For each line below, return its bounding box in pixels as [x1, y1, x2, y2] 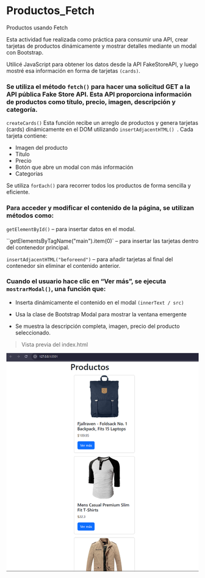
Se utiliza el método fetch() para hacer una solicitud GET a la [6, 82, 190, 91]
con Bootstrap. [6, 48, 44, 56]
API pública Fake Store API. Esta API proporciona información [6, 90, 192, 98]
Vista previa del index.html [21, 341, 88, 348]
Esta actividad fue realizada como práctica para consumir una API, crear [6, 35, 189, 43]
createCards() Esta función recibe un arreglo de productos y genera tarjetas [6, 119, 198, 127]
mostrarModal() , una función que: [6, 285, 106, 294]
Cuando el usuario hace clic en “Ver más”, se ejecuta [6, 277, 167, 286]
